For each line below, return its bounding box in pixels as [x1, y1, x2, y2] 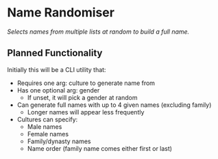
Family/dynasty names [27, 137, 91, 145]
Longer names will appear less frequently [27, 108, 145, 116]
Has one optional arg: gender [16, 86, 100, 94]
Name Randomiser [7, 5, 115, 21]
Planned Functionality [7, 47, 103, 59]
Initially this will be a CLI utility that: [7, 65, 106, 73]
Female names [27, 130, 69, 138]
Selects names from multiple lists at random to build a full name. [7, 27, 190, 36]
